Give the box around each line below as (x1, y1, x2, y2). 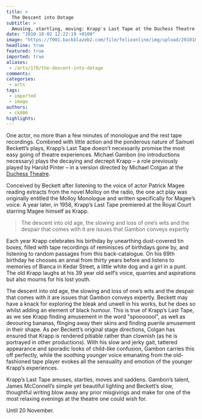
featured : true (6, 48, 44, 54)
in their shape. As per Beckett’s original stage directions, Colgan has (6, 326, 176, 333)
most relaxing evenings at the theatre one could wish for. (6, 395, 147, 403)
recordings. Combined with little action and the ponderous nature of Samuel (6, 138, 194, 145)
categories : (6, 76, 36, 82)
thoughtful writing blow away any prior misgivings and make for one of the (6, 389, 191, 396)
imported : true (6, 54, 44, 60)
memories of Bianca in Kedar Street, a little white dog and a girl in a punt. (6, 263, 187, 270)
